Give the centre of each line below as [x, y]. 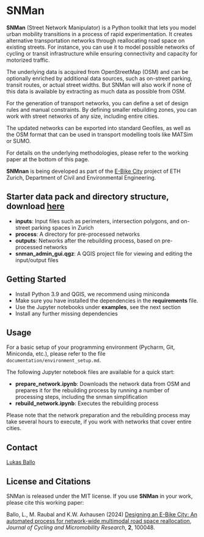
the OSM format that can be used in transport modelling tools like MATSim [100, 134]
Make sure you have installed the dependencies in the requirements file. [107, 301]
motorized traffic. [28, 60]
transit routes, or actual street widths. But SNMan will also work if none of [99, 85]
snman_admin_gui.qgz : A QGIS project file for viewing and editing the [104, 254]
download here [36, 206]
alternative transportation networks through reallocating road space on [96, 40]
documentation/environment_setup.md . [54, 360]
